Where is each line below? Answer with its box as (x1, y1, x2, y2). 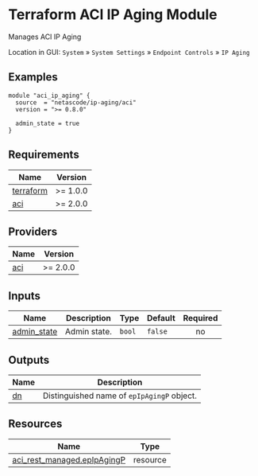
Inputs (8, 289, 41, 302)
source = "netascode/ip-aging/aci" (15, 98, 137, 107)
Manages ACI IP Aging (8, 32, 82, 41)
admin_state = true (15, 119, 80, 127)
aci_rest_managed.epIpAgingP (12, 454, 125, 465)
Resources (8, 417, 63, 431)
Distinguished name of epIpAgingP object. (42, 390, 197, 401)
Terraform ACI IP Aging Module (8, 6, 218, 24)
